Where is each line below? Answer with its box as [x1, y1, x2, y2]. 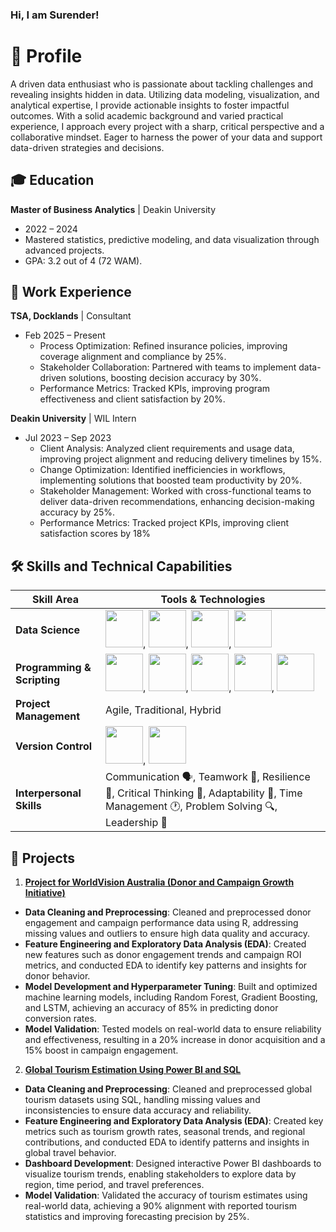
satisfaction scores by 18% [39, 528, 152, 540]
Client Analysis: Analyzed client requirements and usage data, [39, 443, 295, 455]
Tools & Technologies [160, 593, 266, 607]
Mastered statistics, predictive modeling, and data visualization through [24, 233, 320, 245]
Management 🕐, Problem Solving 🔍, [104, 799, 278, 813]
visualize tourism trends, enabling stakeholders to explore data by [24, 1168, 297, 1180]
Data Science [15, 623, 81, 637]
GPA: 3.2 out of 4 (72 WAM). [24, 254, 143, 267]
